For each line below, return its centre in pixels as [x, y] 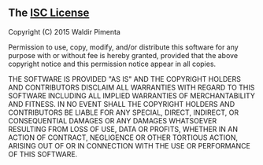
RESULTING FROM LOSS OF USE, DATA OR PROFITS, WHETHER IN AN [123, 129]
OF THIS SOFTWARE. [43, 154]
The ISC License [49, 13]
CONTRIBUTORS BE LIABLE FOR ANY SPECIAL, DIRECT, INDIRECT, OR [123, 112]
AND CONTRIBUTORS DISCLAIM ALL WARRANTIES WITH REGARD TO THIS [131, 87]
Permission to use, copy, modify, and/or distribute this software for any [123, 47]
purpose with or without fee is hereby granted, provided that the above [123, 55]
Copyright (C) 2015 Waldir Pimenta [64, 31]
